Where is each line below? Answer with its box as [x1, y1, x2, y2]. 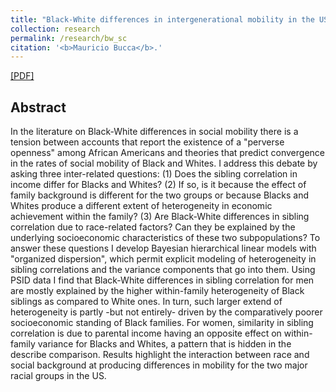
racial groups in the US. [10, 370, 107, 382]
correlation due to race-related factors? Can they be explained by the [10, 221, 296, 233]
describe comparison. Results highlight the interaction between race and [10, 349, 310, 361]
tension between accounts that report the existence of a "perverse [10, 136, 285, 148]
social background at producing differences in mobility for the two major [10, 359, 308, 371]
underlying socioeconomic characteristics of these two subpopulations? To [10, 232, 321, 244]
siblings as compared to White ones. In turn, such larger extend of [10, 296, 283, 308]
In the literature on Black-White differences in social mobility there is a [10, 126, 299, 138]
